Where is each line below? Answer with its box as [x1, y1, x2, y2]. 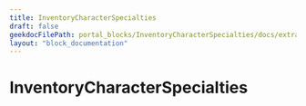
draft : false [9, 22, 59, 31]
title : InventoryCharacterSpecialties [9, 13, 157, 23]
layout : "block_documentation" [9, 38, 128, 48]
